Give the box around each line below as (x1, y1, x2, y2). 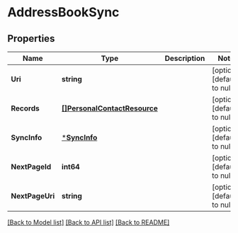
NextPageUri (11, 191, 55, 200)
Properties (7, 33, 55, 45)
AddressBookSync (7, 4, 120, 21)
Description (164, 54, 205, 63)
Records (11, 103, 40, 113)
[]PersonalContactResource (61, 103, 158, 113)
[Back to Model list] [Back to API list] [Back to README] (7, 218, 170, 227)
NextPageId (11, 162, 52, 171)
